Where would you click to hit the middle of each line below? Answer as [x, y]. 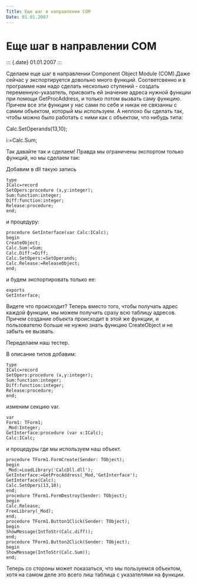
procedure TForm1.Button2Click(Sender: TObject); [68, 542]
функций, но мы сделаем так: [43, 158]
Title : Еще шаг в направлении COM [49, 11]
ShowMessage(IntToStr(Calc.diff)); [50, 532]
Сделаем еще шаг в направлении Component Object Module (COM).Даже [98, 74]
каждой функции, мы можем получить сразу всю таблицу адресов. [91, 313]
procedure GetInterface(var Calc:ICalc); [58, 233]
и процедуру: [23, 222]
